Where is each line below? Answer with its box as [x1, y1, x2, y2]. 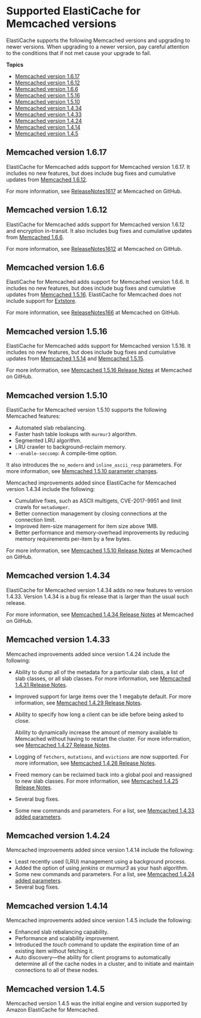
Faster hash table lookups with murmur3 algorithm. [14, 431, 138, 438]
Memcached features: [6, 413, 61, 420]
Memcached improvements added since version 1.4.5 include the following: [6, 917, 193, 924]
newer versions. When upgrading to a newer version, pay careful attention [6, 43, 190, 50]
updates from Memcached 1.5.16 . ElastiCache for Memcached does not [6, 291, 181, 298]
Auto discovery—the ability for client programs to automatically [14, 954, 171, 961]
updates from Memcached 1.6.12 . [6, 175, 88, 183]
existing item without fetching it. [14, 947, 94, 955]
